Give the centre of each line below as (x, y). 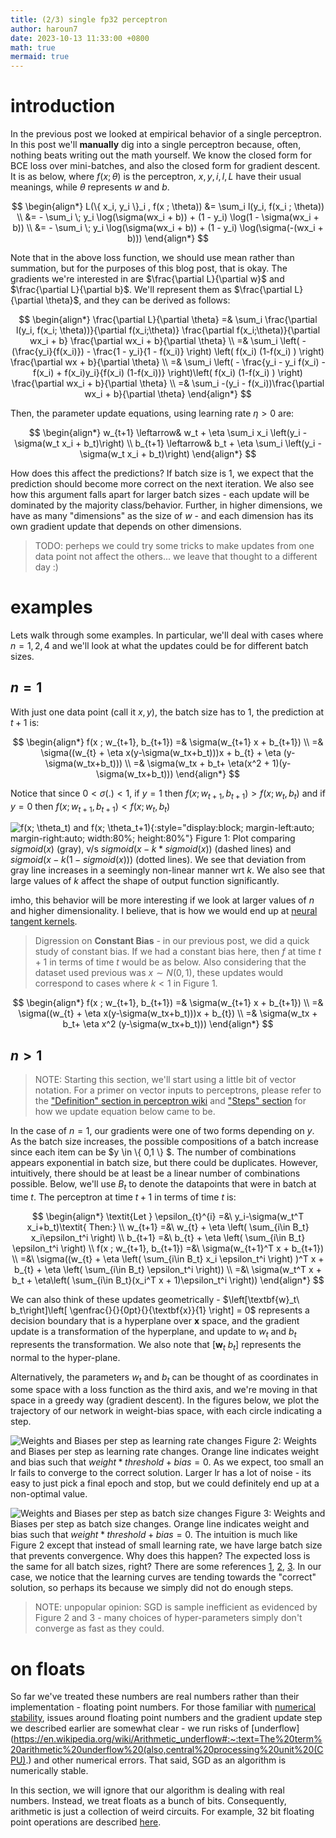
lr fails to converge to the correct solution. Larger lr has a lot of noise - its (161, 1473)
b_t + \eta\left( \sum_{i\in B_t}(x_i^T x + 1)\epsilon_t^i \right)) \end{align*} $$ (168, 1280)
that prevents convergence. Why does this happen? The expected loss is (160, 1556)
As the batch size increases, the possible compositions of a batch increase (164, 1142)
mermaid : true (40, 57)
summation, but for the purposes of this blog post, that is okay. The (149, 268)
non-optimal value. (49, 1494)
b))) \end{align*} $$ (168, 238)
